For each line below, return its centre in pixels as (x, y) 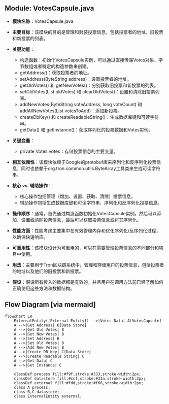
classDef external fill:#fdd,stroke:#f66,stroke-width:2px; (79, 383)
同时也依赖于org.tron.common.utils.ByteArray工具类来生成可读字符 (91, 168)
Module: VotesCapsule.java (49, 8)
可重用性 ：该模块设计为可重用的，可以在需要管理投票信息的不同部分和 (86, 248)
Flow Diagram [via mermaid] (50, 305)
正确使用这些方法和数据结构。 (43, 288)
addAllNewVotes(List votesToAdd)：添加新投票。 (71, 111)
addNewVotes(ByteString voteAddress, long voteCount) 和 (81, 104)
